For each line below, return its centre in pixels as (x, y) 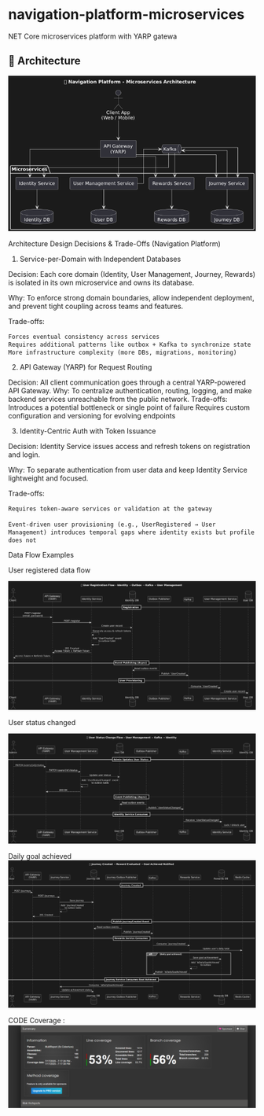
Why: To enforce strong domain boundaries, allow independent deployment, (131, 298)
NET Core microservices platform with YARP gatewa (93, 36)
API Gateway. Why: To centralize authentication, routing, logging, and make (130, 391)
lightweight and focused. (48, 478)
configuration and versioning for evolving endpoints (92, 416)
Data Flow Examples (41, 555)
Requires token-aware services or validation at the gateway (110, 509)
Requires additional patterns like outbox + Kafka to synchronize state (130, 345)
